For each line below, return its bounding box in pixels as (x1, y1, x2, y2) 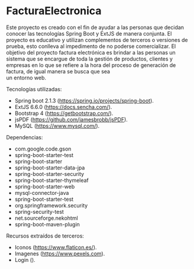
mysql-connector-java (14, 189, 69, 196)
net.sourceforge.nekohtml (14, 214, 78, 222)
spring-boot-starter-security (14, 170, 85, 177)
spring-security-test (14, 208, 64, 215)
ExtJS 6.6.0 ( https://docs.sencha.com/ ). (14, 103, 112, 110)
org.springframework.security (14, 201, 88, 209)
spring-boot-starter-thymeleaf (14, 177, 89, 184)
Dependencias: (6, 133, 43, 140)
